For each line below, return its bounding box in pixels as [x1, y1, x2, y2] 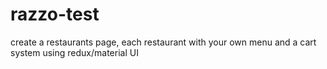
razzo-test [10, 3, 100, 26]
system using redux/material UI [10, 46, 139, 58]
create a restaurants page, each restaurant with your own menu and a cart [10, 36, 317, 48]
